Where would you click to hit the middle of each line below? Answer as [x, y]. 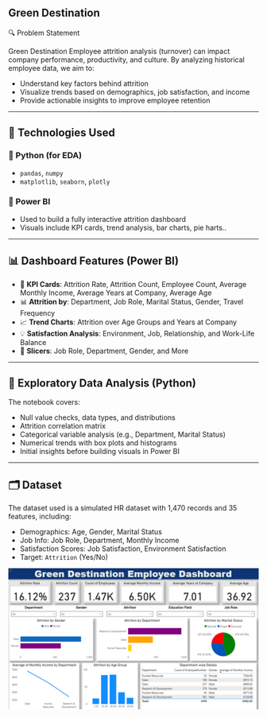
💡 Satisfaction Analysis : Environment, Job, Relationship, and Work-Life [137, 333]
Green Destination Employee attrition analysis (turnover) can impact [119, 51]
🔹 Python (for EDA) [45, 156]
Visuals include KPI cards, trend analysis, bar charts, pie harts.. [123, 227]
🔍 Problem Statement [44, 33]
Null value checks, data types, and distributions [98, 417]
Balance [33, 342]
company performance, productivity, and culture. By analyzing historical [126, 60]
